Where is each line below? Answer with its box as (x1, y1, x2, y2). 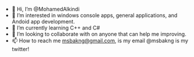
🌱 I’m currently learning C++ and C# (11, 24, 101, 31)
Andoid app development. (11, 18, 75, 25)
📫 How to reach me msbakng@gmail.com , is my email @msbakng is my (11, 37, 189, 44)
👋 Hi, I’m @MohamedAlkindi (11, 6, 80, 12)
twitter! (11, 46, 30, 52)
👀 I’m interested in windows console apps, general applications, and (11, 12, 177, 19)
